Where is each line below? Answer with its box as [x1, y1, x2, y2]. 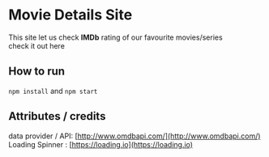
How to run [8, 65, 66, 78]
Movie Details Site [8, 6, 133, 24]
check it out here [8, 40, 65, 50]
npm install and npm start [8, 86, 98, 95]
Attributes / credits [8, 109, 106, 123]
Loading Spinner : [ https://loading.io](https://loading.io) [8, 139, 193, 149]
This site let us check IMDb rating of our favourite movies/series [8, 32, 223, 42]
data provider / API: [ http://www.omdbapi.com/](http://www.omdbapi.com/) [8, 131, 261, 141]
